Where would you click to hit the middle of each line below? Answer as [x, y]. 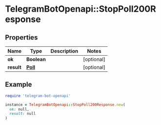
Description [64, 51]
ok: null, [19, 109]
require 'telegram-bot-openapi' [38, 96]
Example [19, 85]
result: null [23, 114]
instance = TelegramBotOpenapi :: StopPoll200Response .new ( [65, 104]
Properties [21, 37]
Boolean [36, 59]
